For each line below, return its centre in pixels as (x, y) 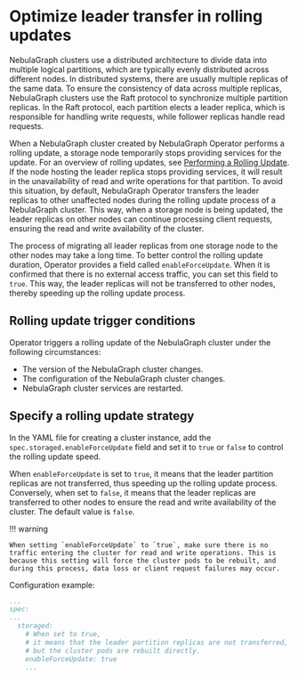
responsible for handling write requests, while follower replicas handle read (147, 117)
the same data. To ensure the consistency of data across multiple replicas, (145, 88)
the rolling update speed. (55, 457)
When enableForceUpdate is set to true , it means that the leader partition (141, 473)
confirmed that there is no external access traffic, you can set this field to (144, 274)
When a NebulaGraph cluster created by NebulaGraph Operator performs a (147, 143)
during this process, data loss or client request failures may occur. (145, 568)
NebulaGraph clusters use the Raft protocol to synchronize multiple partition (149, 97)
